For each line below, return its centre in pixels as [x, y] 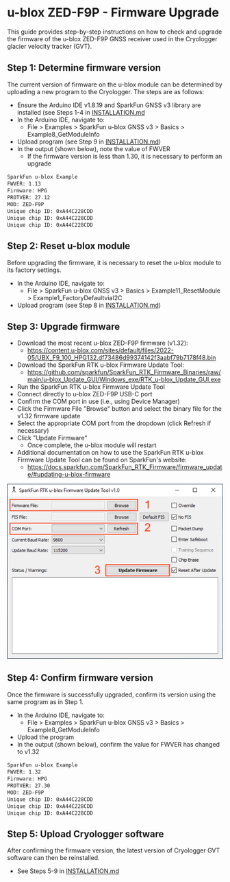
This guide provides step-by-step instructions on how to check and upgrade [115, 32]
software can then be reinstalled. [54, 858]
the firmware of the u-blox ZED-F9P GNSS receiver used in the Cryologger [112, 38]
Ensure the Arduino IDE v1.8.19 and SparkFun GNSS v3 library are [109, 105]
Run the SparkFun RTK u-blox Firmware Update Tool [91, 387]
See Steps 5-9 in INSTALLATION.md [68, 871]
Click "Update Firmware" [52, 438]
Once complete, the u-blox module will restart [92, 445]
